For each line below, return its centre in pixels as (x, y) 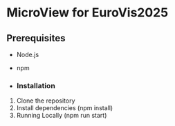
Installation (36, 85)
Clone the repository (46, 101)
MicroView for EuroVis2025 (87, 13)
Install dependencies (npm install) (65, 108)
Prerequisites (36, 38)
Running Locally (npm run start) (62, 116)
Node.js (28, 54)
